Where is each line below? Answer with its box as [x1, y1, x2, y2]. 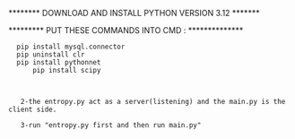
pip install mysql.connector [16, 42, 126, 51]
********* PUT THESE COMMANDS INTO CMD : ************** [8, 25, 244, 35]
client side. [8, 105, 57, 114]
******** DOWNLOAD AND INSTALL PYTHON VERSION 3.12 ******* [8, 8, 261, 18]
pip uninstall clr [16, 50, 86, 59]
